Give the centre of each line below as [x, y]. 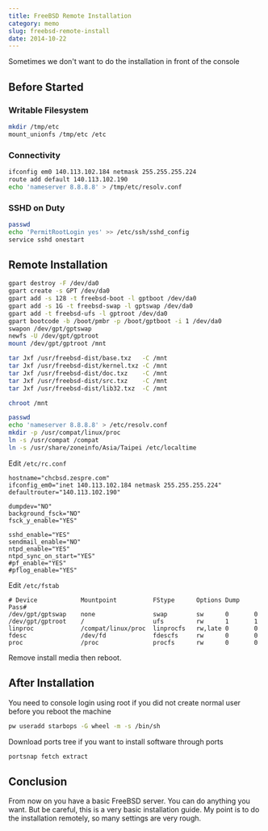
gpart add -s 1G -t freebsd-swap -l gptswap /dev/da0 [101, 306]
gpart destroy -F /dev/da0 [54, 283]
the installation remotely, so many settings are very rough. [105, 818]
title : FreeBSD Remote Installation [70, 16]
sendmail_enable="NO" [45, 542]
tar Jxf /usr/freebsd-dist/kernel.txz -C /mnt [88, 366]
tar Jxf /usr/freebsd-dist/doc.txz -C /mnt [88, 373]
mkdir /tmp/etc [34, 126]
